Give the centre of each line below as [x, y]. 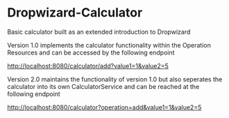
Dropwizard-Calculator [75, 13]
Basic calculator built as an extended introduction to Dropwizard [99, 32]
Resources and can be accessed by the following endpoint [91, 52]
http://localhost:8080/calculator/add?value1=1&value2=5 [88, 66]
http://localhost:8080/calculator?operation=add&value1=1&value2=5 [104, 107]
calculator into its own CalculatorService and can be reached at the [103, 86]
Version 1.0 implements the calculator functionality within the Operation [109, 45]
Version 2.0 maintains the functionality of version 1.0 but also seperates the [115, 79]
